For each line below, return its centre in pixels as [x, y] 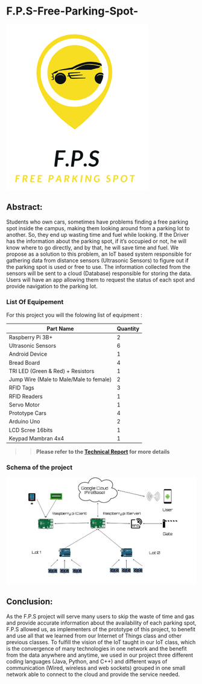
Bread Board [24, 362]
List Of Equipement [35, 302]
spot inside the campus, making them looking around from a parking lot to [98, 228]
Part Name [60, 328]
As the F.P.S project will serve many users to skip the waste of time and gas [100, 616]
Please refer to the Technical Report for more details [103, 452]
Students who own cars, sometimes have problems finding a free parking [97, 222]
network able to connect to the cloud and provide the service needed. [93, 674]
